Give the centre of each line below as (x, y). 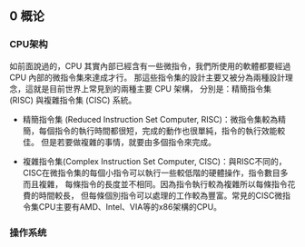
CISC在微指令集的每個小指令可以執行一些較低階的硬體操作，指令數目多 (155, 173)
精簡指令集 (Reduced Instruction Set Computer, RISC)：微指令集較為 (150, 119)
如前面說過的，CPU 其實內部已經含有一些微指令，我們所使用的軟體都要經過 (150, 65)
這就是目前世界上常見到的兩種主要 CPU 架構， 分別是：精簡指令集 (148, 88)
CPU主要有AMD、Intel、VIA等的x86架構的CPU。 (130, 206)
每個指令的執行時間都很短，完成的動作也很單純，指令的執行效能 (158, 131)
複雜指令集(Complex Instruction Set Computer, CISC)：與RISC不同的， (154, 161)
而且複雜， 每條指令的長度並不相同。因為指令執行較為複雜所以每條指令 (155, 183)
